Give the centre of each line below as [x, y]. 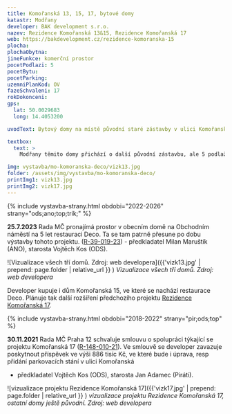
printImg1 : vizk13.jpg [40, 180]
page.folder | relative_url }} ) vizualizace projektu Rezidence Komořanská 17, [116, 395]
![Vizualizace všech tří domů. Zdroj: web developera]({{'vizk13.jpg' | [104, 262]
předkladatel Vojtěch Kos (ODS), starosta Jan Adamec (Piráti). [105, 375]
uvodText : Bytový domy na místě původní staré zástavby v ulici [101, 129]
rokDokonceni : [28, 98]
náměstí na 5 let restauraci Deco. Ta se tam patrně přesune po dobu [104, 234]
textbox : [20, 142]
